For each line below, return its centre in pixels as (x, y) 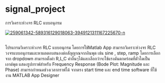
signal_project (35, 9)
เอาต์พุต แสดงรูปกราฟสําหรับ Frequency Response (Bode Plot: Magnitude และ (77, 64)
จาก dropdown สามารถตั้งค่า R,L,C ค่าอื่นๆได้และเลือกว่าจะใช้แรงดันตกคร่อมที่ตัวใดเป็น (78, 58)
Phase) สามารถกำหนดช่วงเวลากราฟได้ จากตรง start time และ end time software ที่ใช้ (81, 70)
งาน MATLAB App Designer (32, 75)
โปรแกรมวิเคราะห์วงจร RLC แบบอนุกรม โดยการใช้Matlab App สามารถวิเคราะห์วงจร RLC (81, 47)
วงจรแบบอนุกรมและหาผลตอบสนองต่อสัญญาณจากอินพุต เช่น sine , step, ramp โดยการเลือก (83, 53)
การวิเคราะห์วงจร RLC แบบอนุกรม (33, 23)
